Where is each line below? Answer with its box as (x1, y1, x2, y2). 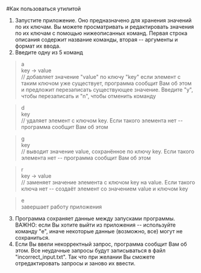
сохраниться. (14, 234, 50, 241)
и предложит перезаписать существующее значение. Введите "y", (20, 86, 194, 93)
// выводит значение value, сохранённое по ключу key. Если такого (20, 148, 194, 155)
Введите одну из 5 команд (14, 49, 83, 56)
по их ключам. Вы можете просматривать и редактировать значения (14, 24, 194, 30)
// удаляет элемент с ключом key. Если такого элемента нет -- (20, 117, 184, 124)
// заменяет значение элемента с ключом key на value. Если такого (20, 179, 196, 186)
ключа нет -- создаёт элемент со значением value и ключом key (20, 185, 188, 192)
